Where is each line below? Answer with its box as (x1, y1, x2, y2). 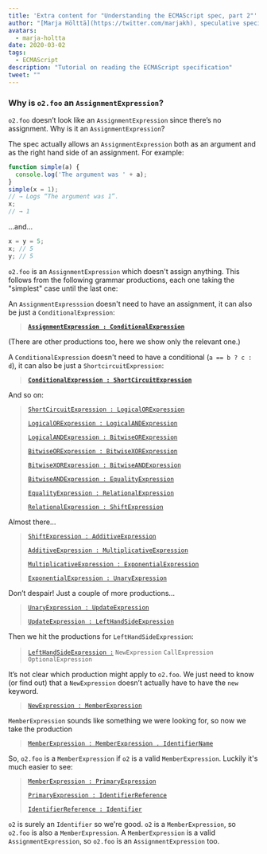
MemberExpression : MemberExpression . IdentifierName (27, 739, 214, 747)
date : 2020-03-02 (8, 41, 66, 49)
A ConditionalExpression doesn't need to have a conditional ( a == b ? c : (8, 352, 253, 362)
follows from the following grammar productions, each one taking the (8, 275, 235, 284)
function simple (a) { (8, 163, 80, 171)
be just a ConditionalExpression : (8, 308, 115, 317)
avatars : (8, 26, 37, 34)
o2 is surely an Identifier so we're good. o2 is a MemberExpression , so (8, 819, 236, 829)
